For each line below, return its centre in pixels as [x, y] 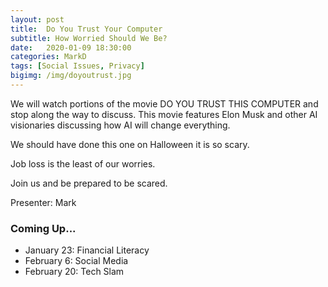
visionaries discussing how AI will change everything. [120, 125]
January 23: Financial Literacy [87, 250]
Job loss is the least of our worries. [83, 163]
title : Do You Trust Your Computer [86, 29]
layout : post [37, 19]
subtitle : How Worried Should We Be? [89, 38]
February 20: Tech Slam [74, 272]
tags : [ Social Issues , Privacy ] [77, 66]
